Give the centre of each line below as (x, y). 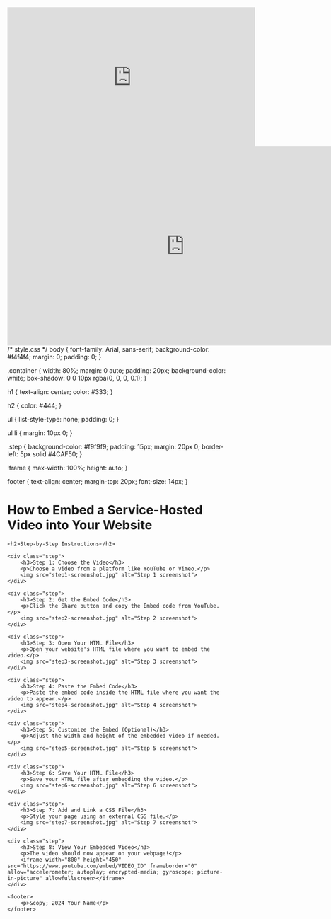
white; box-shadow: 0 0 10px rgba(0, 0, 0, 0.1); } (77, 378)
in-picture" (25, 878)
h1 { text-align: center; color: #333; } (60, 392)
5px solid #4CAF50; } (51, 454)
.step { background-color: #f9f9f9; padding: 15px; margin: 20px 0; (104, 446)
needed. (208, 736)
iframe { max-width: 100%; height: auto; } (68, 468)
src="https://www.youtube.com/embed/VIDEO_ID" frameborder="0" (103, 866)
